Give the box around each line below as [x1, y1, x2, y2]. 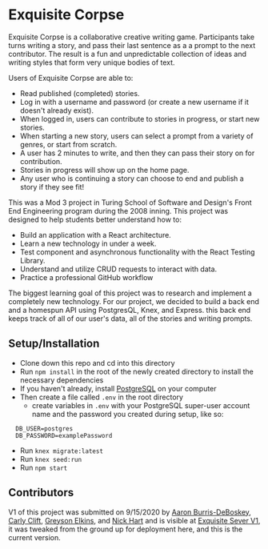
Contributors [8, 486, 74, 499]
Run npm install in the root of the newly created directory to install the [19, 367, 254, 376]
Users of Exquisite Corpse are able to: [8, 73, 134, 82]
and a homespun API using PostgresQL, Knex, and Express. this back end [8, 305, 251, 315]
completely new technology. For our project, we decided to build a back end [8, 296, 260, 306]
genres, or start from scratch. [19, 139, 118, 149]
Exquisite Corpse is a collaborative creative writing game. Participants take [8, 32, 254, 42]
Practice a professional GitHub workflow [19, 272, 154, 282]
